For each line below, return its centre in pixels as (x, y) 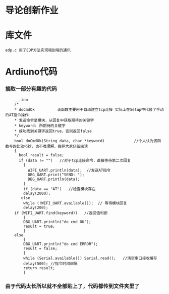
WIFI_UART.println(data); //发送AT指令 (69, 170)
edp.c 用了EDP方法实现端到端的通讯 (38, 50)
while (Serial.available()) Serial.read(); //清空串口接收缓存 (90, 258)
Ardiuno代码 (31, 72)
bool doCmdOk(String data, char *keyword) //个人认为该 (86, 141)
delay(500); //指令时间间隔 (50, 264)
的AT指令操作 (17, 115)
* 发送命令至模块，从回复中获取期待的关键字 (54, 120)
